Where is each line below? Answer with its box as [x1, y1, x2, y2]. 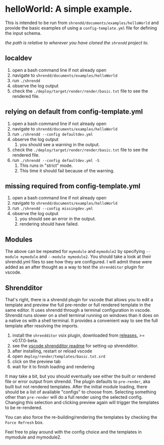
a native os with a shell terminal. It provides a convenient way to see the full [5, 318, 158, 323]
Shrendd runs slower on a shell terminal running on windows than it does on [5, 313, 159, 318]
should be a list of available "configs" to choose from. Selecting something [5, 389, 156, 395]
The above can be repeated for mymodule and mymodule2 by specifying [5, 249, 145, 254]
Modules [5, 235, 33, 244]
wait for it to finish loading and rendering [12, 364, 95, 370]
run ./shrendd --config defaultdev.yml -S [12, 157, 100, 163]
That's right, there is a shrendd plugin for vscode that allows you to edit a [5, 297, 153, 302]
